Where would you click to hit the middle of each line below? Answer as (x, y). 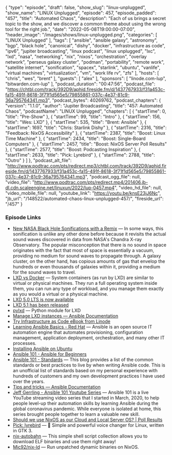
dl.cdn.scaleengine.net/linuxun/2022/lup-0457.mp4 (60, 188)
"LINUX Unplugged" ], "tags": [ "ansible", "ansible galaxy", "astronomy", (82, 40)
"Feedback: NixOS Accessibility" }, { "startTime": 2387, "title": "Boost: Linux (85, 133)
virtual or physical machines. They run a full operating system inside (85, 283)
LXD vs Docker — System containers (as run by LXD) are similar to (83, 278)
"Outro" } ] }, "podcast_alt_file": (39, 160)
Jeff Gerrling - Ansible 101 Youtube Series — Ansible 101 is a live (81, 392)
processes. (25, 343)
